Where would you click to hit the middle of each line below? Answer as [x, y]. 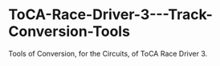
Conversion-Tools [69, 31]
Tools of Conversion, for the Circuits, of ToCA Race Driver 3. [108, 53]
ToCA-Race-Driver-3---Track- [110, 15]
